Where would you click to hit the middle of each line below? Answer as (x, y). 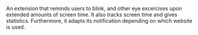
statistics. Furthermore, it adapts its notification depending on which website (99, 21)
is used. (16, 27)
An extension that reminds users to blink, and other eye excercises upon (94, 8)
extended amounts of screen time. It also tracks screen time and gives (92, 15)
